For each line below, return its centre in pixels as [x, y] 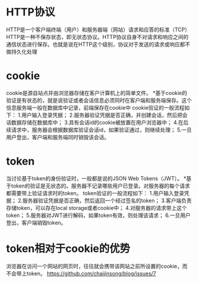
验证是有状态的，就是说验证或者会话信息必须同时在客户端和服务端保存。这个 [99, 100]
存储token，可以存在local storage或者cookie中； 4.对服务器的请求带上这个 [97, 208]
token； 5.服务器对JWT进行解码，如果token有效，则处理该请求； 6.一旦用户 [98, 215]
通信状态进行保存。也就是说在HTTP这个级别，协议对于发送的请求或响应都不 [98, 44]
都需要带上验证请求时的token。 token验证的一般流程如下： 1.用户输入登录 [95, 193]
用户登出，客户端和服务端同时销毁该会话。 [58, 137]
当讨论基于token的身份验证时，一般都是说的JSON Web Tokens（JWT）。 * [96, 178]
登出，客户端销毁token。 [36, 222]
